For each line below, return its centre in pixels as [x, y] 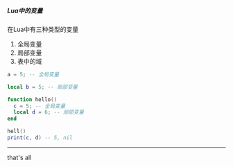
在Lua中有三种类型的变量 [43, 29]
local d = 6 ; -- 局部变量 [49, 112]
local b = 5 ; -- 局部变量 [43, 87]
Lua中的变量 [25, 10]
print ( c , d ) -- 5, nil [40, 138]
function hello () [32, 99]
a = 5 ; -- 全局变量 [33, 74]
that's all [19, 157]
